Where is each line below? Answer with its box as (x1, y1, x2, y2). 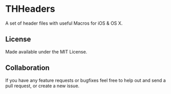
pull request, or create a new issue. (5, 83, 80, 89)
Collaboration (5, 64, 50, 72)
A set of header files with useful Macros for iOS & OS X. (5, 20, 123, 26)
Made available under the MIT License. (5, 48, 88, 54)
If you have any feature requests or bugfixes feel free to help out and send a (5, 77, 166, 83)
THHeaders (5, 3, 55, 15)
